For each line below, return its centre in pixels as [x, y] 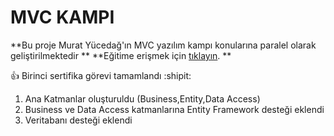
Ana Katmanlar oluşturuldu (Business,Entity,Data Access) [142, 98]
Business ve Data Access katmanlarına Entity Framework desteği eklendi [174, 109]
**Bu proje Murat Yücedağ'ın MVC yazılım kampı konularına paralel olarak [163, 45]
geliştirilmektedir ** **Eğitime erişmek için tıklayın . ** [121, 55]
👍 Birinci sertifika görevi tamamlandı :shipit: [101, 75]
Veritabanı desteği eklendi [78, 120]
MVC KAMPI [62, 17]
